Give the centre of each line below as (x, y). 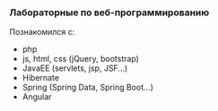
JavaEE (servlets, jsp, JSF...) (75, 68)
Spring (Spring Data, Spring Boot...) (88, 88)
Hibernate (41, 78)
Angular (37, 97)
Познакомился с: (42, 32)
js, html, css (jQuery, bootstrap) (80, 59)
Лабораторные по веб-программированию (109, 13)
